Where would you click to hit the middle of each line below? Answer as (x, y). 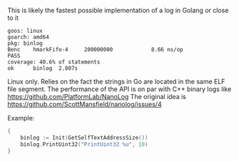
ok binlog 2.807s (43, 68)
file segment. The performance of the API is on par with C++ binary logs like (119, 89)
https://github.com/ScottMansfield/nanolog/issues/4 (85, 104)
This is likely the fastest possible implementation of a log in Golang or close (118, 10)
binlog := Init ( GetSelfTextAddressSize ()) (84, 137)
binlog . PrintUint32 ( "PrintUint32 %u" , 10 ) (84, 144)
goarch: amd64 (29, 37)
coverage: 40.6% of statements (54, 62)
